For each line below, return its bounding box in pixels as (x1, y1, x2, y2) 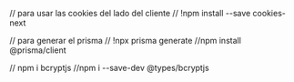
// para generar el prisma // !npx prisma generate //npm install (9, 36, 241, 46)
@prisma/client (9, 45, 66, 56)
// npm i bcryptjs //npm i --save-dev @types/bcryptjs (9, 63, 209, 73)
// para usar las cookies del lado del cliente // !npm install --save (9, 8, 251, 18)
